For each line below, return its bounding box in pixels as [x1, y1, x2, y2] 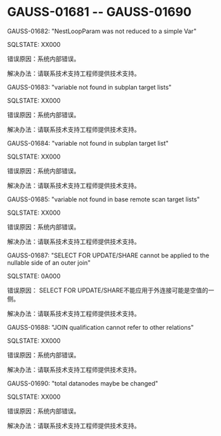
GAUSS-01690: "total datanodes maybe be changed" [7, 379, 159, 387]
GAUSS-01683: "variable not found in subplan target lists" [7, 83, 172, 91]
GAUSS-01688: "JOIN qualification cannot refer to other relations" [7, 323, 194, 331]
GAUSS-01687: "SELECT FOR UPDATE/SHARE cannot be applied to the [7, 251, 209, 259]
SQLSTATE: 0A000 [7, 272, 61, 280]
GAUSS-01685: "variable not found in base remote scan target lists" [7, 195, 200, 204]
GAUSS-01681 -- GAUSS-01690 [7, 4, 192, 20]
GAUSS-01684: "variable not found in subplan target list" [7, 139, 169, 147]
